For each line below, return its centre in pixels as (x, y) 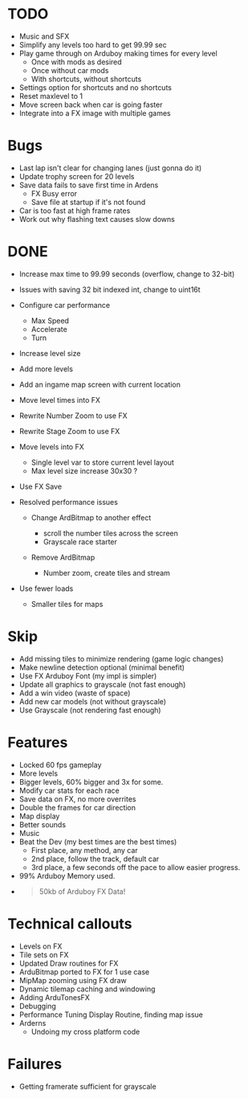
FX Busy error (54, 193)
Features (38, 742)
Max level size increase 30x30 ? (84, 470)
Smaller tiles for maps (67, 604)
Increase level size (50, 353)
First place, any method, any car (84, 850)
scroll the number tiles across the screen (110, 533)
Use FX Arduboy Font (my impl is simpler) (88, 675)
